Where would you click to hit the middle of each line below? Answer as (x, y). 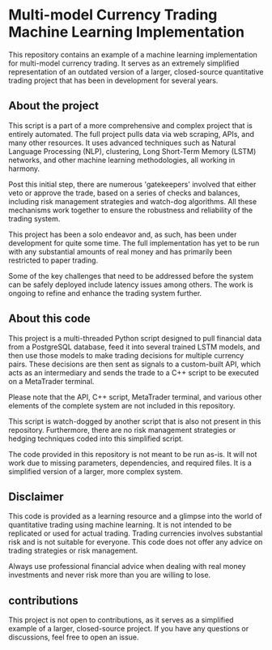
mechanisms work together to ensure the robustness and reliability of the (131, 210)
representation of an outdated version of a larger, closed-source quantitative (136, 71)
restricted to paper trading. (53, 260)
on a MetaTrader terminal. (51, 381)
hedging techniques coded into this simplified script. (96, 438)
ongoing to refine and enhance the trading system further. (105, 293)
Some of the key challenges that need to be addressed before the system (131, 276)
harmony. (24, 169)
